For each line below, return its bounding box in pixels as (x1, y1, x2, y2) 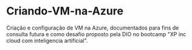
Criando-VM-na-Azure (6, 4, 123, 18)
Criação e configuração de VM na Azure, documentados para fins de (6, 24, 179, 31)
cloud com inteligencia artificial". (6, 37, 88, 44)
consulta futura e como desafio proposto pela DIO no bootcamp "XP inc (6, 30, 187, 37)
